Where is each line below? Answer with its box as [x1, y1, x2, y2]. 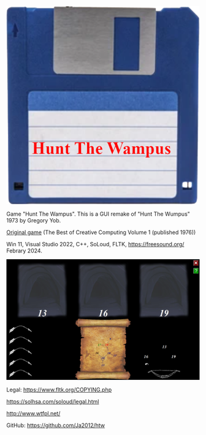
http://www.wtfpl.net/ [6, 409, 61, 417]
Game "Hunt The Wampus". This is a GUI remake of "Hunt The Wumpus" [6, 210, 190, 217]
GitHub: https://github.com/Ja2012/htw [6, 422, 105, 429]
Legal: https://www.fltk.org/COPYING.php [6, 386, 112, 393]
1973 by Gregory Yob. [6, 216, 61, 224]
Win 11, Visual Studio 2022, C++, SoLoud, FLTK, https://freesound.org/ [6, 240, 185, 248]
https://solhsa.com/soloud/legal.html [6, 398, 99, 405]
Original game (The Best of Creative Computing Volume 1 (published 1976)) [6, 229, 196, 236]
